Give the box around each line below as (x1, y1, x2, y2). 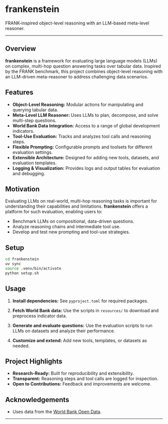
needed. (12, 343, 30, 349)
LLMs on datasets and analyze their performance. (12, 328, 115, 334)
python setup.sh (5, 271, 39, 276)
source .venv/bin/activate (5, 266, 61, 271)
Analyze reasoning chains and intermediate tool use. (12, 224, 121, 230)
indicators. (12, 128, 34, 134)
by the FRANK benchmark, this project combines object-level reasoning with (5, 68, 163, 74)
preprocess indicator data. (12, 313, 67, 319)
